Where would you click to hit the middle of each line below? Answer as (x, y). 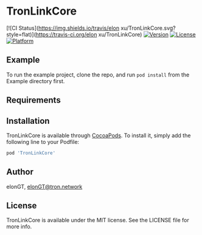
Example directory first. (36, 81)
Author (20, 172)
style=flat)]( (21, 34)
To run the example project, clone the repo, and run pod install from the (98, 75)
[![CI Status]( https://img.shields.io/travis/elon (63, 28)
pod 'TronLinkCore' (31, 153)
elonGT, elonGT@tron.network (44, 186)
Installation (28, 121)
